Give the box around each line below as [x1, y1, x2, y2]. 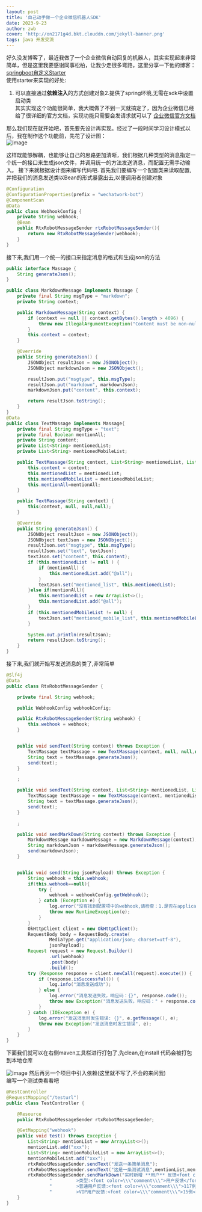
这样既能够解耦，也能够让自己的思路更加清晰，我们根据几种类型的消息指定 [6, 152, 191, 158]
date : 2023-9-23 [6, 20, 47, 26]
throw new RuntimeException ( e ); [49, 909, 130, 915]
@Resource [17, 1111, 42, 1117]
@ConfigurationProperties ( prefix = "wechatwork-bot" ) [6, 191, 144, 197]
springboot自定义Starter [6, 69, 66, 76]
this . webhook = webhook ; [28, 721, 90, 728]
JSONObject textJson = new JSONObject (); [28, 537, 133, 543]
